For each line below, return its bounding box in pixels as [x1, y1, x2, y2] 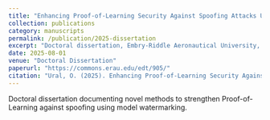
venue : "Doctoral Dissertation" [8, 57, 117, 65]
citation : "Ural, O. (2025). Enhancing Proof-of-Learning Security [8, 72, 239, 80]
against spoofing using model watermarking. [39, 102, 187, 112]
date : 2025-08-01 [8, 49, 67, 57]
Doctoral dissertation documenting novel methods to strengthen [8, 93, 221, 103]
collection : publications [8, 19, 95, 27]
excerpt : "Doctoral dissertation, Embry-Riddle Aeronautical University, [8, 42, 261, 50]
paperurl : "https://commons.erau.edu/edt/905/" [8, 64, 171, 72]
